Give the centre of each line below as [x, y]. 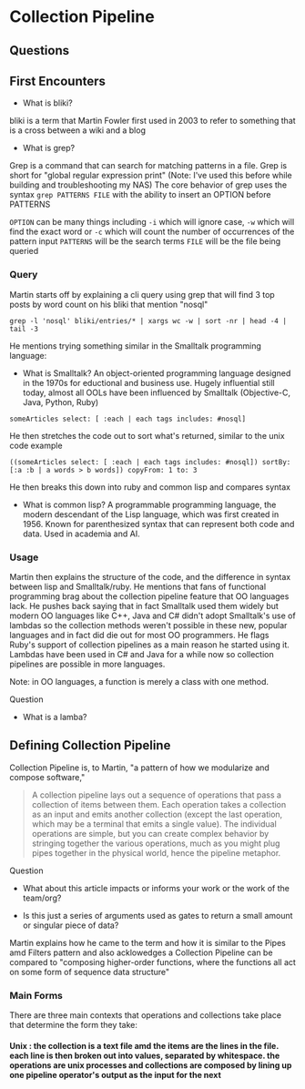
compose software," [47, 777]
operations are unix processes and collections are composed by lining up [151, 1065]
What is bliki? [47, 103]
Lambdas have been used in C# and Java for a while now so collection [142, 654]
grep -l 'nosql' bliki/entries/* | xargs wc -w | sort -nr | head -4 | [148, 321]
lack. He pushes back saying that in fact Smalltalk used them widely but [144, 606]
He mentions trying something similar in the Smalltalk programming [136, 346]
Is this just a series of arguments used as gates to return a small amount [158, 915]
